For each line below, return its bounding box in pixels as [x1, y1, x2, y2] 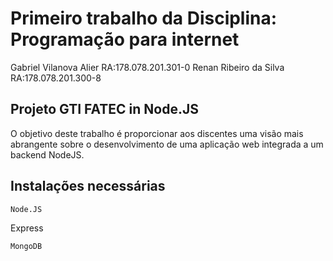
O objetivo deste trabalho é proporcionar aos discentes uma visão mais [10, 127, 304, 139]
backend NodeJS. [10, 148, 85, 161]
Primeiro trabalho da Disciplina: [10, 7, 278, 30]
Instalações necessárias [10, 178, 166, 195]
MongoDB [10, 241, 43, 251]
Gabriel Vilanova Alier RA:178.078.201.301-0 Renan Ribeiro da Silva [10, 61, 285, 73]
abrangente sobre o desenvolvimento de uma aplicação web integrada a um [10, 138, 324, 150]
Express [10, 222, 44, 234]
